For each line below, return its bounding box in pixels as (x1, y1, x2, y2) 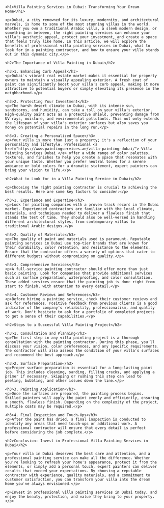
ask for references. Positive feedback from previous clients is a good (5, 301, 157, 306)
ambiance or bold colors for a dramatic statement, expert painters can (5, 163, 157, 168)
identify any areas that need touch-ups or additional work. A (5, 421, 137, 426)
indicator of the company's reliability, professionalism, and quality (5, 305, 155, 310)
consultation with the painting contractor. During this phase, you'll (5, 340, 155, 345)
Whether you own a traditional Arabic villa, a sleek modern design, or (5, 26, 157, 31)
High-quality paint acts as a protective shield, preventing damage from (5, 112, 160, 117)
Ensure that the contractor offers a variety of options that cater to (5, 249, 155, 254)
